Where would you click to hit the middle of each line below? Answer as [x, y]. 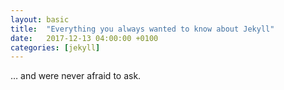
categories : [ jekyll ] [55, 47]
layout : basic [40, 19]
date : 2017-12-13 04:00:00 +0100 [84, 38]
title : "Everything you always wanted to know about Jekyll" [142, 29]
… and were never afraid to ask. [76, 76]
